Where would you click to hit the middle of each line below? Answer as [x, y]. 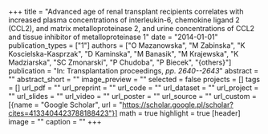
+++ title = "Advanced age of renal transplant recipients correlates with [126, 12]
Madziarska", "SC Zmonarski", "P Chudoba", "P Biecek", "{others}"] [120, 62]
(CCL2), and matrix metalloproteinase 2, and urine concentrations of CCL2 [132, 28]
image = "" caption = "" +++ [55, 122]
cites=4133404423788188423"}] [63, 113]
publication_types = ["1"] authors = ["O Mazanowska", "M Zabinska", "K [127, 45]
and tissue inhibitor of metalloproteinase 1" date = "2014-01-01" [113, 37]
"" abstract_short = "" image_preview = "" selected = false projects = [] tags [134, 79]
